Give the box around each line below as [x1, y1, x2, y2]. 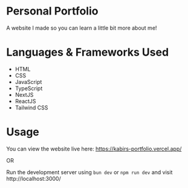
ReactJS [15, 97, 36, 105]
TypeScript [15, 85, 43, 92]
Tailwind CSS [15, 104, 48, 111]
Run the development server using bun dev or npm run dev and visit [6, 168, 173, 176]
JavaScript [15, 78, 42, 85]
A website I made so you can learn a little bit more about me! [6, 24, 157, 31]
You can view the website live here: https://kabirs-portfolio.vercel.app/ [6, 145, 182, 152]
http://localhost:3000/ [6, 175, 62, 182]
